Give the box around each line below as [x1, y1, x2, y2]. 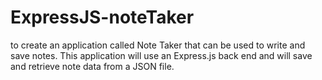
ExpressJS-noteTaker [10, 6, 195, 29]
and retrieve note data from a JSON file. [10, 60, 175, 72]
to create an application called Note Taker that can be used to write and [10, 39, 306, 51]
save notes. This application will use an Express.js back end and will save [10, 49, 313, 61]
